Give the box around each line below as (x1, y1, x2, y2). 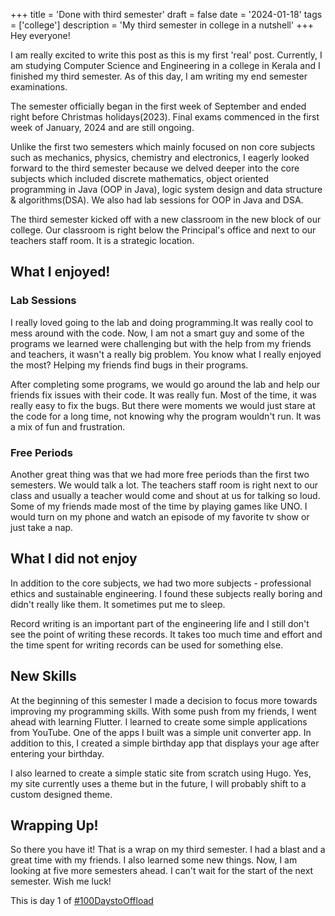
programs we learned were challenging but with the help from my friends (10, 337, 312, 349)
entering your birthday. (10, 747, 105, 759)
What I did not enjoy (10, 550, 138, 568)
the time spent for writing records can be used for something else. (10, 639, 284, 651)
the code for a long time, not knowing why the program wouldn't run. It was (10, 410, 322, 422)
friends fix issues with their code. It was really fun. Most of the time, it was (10, 389, 317, 401)
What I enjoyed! (10, 264, 111, 281)
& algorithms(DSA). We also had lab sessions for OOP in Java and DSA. (10, 194, 304, 206)
